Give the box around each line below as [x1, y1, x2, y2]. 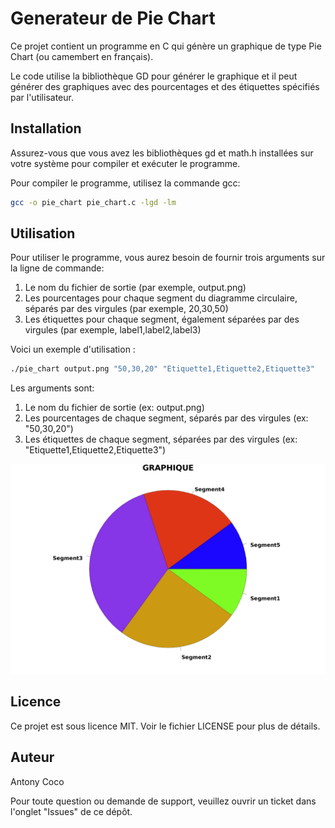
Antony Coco [10, 775, 65, 787]
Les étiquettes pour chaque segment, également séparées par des [24, 313, 300, 326]
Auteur [10, 749, 55, 766]
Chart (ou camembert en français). [10, 50, 154, 62]
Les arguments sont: [10, 382, 95, 394]
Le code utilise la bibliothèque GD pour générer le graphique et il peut [10, 70, 298, 82]
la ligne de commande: [10, 262, 105, 274]
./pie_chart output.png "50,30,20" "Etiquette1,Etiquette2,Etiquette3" [10, 364, 315, 374]
